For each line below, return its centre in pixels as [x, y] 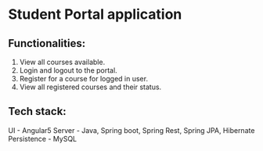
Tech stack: [37, 111]
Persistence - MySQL [43, 138]
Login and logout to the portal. [68, 70]
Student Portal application [95, 14]
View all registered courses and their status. [90, 87]
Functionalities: [47, 43]
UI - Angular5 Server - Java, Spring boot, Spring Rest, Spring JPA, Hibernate [131, 130]
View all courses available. [62, 62]
